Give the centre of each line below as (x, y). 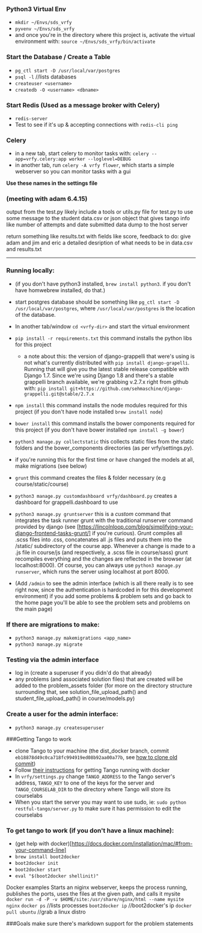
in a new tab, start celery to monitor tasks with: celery (82, 153)
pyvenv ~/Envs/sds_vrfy (45, 29)
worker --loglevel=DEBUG (100, 159)
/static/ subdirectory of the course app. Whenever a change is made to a (105, 546)
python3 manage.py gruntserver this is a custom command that (93, 514)
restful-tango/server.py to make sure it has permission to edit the (98, 808)
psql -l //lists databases (46, 77)
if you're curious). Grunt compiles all (137, 533)
